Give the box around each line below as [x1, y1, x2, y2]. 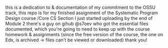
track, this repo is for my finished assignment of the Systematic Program [5, 10, 158, 16]
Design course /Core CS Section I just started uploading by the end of [5, 15, 153, 21]
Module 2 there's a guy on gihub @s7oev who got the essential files [5, 20, 149, 27]
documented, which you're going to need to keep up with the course [5, 26, 150, 32]
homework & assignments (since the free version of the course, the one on [5, 32, 163, 37]
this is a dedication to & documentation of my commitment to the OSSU [5, 5, 156, 10]
